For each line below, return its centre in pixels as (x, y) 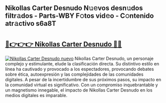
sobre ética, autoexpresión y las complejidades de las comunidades (74, 74)
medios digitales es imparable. (36, 95)
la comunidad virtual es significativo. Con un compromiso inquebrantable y (82, 85)
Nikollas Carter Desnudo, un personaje (114, 58)
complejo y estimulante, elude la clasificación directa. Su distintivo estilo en (82, 64)
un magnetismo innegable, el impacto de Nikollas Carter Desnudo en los (79, 90)
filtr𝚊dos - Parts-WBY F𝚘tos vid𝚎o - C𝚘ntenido (80, 16)
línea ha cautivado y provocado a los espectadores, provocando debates (80, 69)
